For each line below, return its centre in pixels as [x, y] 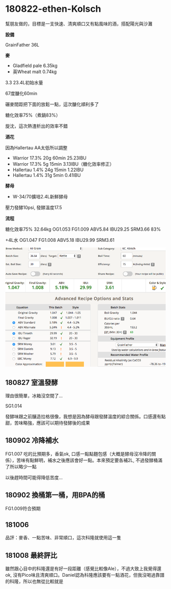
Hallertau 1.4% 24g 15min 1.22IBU [48, 170]
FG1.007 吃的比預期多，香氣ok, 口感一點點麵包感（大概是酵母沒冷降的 [78, 454]
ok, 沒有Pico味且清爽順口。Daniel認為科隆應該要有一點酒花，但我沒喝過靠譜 [85, 575]
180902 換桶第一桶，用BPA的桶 [55, 495]
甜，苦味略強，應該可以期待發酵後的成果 [48, 423]
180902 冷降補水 [32, 440]
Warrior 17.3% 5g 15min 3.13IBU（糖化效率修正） [63, 164]
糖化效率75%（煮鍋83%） [33, 115]
